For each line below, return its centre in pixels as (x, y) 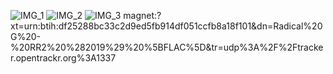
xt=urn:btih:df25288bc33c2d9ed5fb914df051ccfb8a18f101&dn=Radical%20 (166, 26)
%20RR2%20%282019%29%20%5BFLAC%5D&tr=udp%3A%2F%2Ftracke (167, 47)
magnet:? (142, 15)
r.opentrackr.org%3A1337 (63, 58)
